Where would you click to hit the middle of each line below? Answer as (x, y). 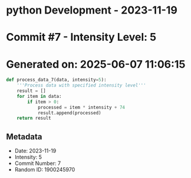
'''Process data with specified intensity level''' (81, 85)
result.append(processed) (69, 113)
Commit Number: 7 (37, 163)
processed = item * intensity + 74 (81, 107)
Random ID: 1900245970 (45, 170)
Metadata (24, 136)
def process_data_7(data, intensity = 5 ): (57, 80)
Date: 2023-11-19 (35, 151)
